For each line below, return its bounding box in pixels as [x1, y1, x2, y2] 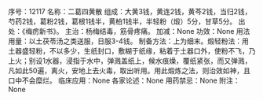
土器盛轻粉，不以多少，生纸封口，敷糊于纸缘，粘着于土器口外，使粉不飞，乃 [8, 46, 256, 55]
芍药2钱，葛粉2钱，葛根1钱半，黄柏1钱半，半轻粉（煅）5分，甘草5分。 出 [8, 17, 246, 26]
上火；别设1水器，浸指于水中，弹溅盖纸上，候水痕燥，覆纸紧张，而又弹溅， [8, 56, 252, 65]
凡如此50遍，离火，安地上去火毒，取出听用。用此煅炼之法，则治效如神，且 [8, 66, 251, 75]
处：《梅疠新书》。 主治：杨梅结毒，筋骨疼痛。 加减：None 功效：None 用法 [8, 27, 250, 35]
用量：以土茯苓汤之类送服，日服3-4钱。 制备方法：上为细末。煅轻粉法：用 [8, 36, 250, 46]
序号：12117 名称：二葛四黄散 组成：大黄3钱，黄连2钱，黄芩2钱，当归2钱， [8, 7, 252, 16]
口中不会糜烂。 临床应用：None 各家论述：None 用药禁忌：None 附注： [8, 76, 240, 85]
